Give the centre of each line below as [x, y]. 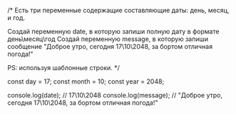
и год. [16, 18]
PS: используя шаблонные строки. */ [63, 68]
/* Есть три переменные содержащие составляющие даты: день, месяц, [118, 10]
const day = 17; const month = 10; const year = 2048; [86, 81]
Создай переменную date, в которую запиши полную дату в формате [113, 32]
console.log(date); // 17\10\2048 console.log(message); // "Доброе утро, [115, 95]
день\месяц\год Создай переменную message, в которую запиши [108, 39]
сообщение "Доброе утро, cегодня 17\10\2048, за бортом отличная [110, 46]
